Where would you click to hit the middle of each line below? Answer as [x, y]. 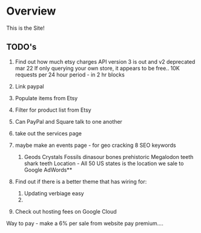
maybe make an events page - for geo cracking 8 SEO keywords [96, 145]
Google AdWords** [48, 170]
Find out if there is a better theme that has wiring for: [81, 181]
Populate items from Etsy [46, 98]
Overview [31, 11]
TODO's [21, 47]
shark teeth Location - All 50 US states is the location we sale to [104, 163]
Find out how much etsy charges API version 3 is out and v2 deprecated [105, 61]
